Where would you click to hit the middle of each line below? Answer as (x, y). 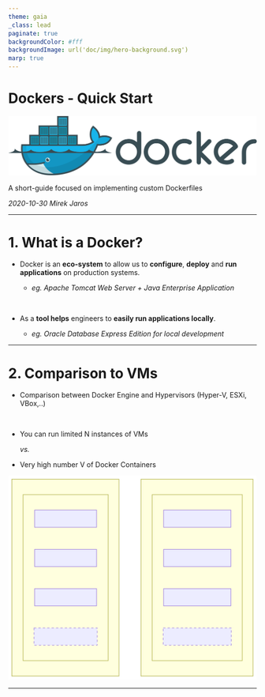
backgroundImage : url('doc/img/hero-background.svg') (99, 50)
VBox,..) (32, 404)
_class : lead (30, 25)
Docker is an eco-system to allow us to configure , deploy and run (128, 264)
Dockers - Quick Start (80, 98)
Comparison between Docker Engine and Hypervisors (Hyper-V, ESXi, (133, 395)
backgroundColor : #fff (45, 42)
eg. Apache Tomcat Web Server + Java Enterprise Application (133, 288)
